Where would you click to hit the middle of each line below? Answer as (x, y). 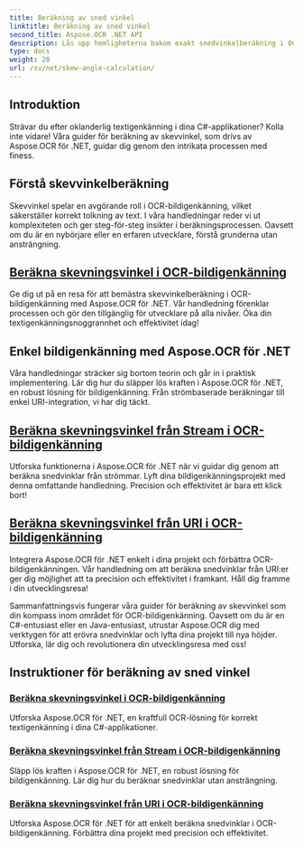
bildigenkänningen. (45, 569)
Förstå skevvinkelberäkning (89, 184)
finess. (22, 155)
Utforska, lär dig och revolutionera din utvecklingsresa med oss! (128, 644)
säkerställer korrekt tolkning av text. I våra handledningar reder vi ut (135, 215)
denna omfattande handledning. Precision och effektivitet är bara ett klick (146, 485)
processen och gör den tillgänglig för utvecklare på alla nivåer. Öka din (141, 314)
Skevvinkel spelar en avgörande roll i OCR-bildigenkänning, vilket (131, 205)
